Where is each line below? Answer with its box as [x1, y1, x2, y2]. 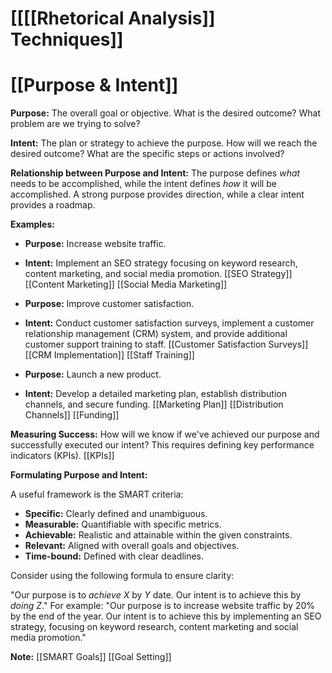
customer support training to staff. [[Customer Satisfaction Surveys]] [24, 338, 309, 351]
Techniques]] [10, 28, 124, 51]
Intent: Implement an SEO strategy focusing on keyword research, [24, 257, 298, 269]
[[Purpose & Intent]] [10, 74, 179, 97]
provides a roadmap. [10, 199, 96, 211]
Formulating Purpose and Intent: [10, 469, 148, 481]
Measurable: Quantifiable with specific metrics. [24, 518, 222, 531]
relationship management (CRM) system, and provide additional [24, 328, 288, 340]
